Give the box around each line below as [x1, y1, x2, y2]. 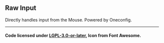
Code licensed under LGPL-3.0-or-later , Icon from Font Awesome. [5, 33, 142, 39]
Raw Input [5, 4, 37, 12]
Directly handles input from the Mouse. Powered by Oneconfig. [5, 17, 132, 22]
